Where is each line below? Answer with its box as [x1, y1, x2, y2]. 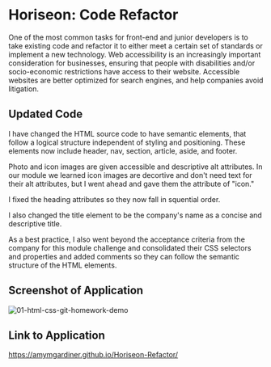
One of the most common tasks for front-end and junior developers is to [8, 32, 248, 42]
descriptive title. [8, 218, 62, 228]
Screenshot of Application [8, 284, 144, 297]
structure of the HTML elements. [8, 260, 117, 270]
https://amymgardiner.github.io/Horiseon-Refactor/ [8, 350, 179, 360]
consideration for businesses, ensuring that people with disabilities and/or [8, 58, 256, 68]
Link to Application [8, 328, 105, 342]
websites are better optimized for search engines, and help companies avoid [8, 75, 264, 85]
